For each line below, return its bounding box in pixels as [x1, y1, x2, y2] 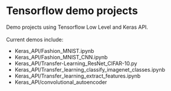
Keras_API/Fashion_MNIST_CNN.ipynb [14, 53, 108, 60]
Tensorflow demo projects [6, 4, 139, 18]
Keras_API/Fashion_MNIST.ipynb [14, 47, 94, 54]
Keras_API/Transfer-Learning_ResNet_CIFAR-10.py [14, 60, 137, 67]
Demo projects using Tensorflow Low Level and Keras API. [6, 23, 149, 31]
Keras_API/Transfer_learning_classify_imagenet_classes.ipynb [14, 66, 166, 73]
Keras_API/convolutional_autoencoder [14, 78, 107, 86]
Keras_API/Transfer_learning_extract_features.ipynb [14, 72, 141, 79]
